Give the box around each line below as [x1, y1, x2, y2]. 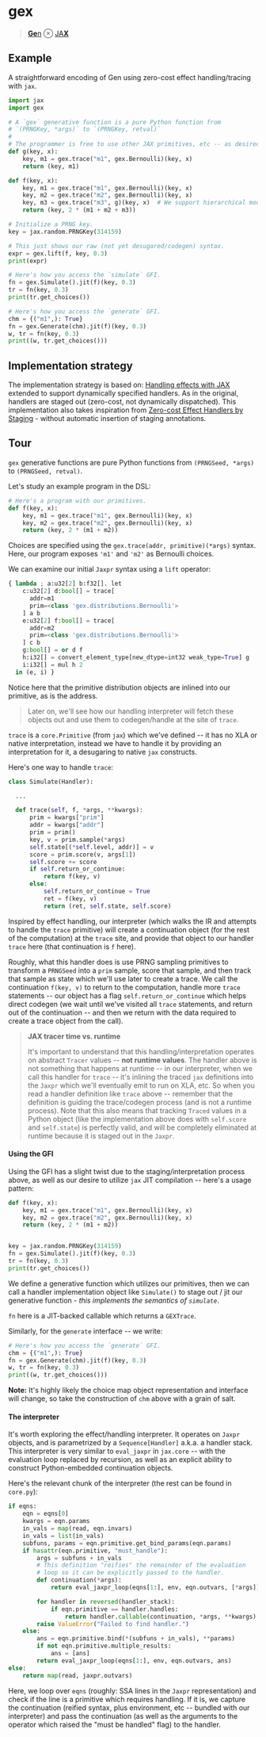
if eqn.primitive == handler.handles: [50, 1605, 179, 1613]
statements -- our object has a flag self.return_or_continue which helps [8, 990, 247, 1000]
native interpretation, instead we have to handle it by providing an [8, 738, 222, 748]
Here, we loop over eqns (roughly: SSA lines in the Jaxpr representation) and [8, 1685, 256, 1695]
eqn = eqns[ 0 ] [22, 1509, 69, 1518]
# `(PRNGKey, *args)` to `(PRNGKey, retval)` [8, 125, 161, 133]
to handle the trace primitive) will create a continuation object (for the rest [8, 924, 249, 934]
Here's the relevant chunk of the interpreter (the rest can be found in [8, 1479, 232, 1488]
